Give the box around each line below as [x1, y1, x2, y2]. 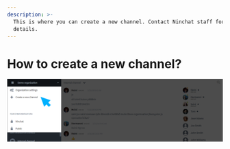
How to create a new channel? [7, 56, 182, 71]
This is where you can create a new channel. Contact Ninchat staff [13, 18, 213, 25]
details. [13, 25, 38, 32]
